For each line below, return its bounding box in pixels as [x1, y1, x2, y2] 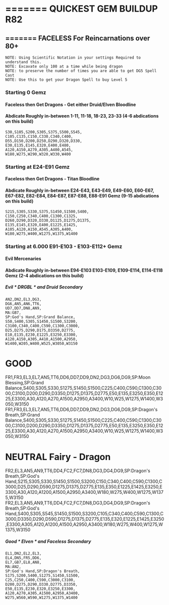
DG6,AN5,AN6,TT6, [5, 301, 42, 306]
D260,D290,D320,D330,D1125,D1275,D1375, [5, 218, 92, 223]
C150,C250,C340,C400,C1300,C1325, [5, 214, 78, 219]
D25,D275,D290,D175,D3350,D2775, [5, 328, 76, 333]
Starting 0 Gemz [5, 89, 46, 96]
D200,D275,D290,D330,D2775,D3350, [5, 582, 78, 587]
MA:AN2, [5, 564, 22, 570]
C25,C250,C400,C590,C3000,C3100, [5, 578, 76, 583]
